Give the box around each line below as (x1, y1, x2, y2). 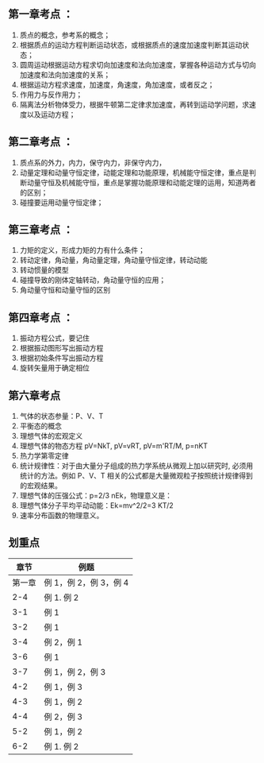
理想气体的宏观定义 (19, 432, 83, 441)
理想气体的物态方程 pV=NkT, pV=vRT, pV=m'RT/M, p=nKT (19, 441, 209, 451)
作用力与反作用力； (19, 90, 83, 99)
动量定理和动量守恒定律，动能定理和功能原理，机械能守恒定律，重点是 (19, 168, 250, 177)
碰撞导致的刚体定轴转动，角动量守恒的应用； (19, 275, 166, 285)
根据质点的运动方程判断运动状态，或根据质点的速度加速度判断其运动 (19, 40, 243, 49)
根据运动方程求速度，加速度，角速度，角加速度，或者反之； (19, 79, 215, 89)
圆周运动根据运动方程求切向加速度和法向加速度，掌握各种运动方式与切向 (19, 60, 256, 69)
